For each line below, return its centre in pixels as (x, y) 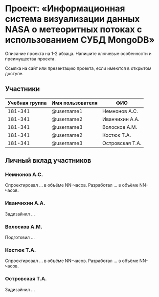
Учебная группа (27, 103)
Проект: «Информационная (65, 9)
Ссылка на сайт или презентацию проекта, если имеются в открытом (78, 68)
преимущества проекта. (31, 59)
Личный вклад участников (48, 161)
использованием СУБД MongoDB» (80, 40)
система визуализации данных (73, 19)
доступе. (14, 73)
